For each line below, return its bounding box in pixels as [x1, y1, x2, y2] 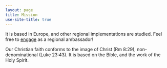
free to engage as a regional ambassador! [5, 36, 94, 42]
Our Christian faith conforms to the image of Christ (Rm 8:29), [5, 47, 136, 53]
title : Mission [5, 12, 38, 17]
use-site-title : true [5, 17, 52, 22]
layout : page [5, 7, 33, 13]
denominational [5, 52, 38, 58]
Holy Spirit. [5, 57, 29, 63]
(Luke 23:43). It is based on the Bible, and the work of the [39, 52, 161, 58]
